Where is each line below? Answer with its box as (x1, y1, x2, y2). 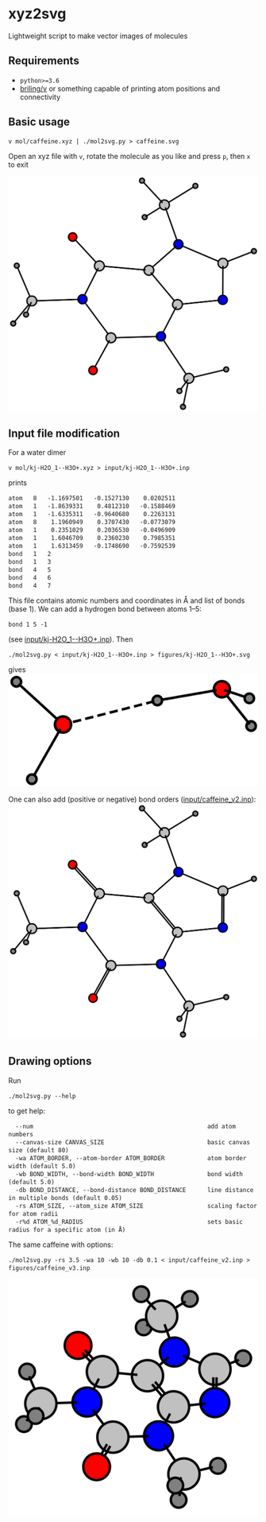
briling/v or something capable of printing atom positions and (19, 83, 221, 93)
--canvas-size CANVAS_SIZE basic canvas (15, 1138, 250, 1146)
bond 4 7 (8, 582, 52, 590)
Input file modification (8, 426, 121, 440)
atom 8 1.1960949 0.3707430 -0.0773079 (8, 518, 176, 526)
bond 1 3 (8, 558, 52, 566)
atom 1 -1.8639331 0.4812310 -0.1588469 (8, 503, 176, 511)
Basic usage (8, 115, 70, 129)
